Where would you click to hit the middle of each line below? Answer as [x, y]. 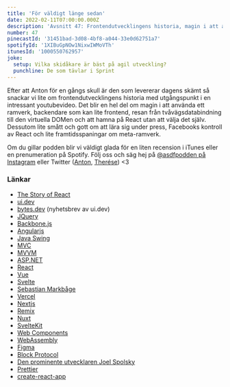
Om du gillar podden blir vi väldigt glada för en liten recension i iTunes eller [113, 147]
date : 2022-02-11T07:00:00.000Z [53, 20]
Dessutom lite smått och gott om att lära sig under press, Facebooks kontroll [115, 127]
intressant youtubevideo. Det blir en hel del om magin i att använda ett [106, 105]
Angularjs [30, 231]
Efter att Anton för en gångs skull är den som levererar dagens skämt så [108, 90]
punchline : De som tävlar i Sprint [64, 71]
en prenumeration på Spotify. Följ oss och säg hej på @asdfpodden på [106, 154]
